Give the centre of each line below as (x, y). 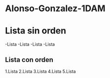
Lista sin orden (36, 31)
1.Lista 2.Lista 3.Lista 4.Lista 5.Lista (41, 71)
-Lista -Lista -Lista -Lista (30, 44)
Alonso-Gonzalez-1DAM (55, 9)
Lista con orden (29, 60)
